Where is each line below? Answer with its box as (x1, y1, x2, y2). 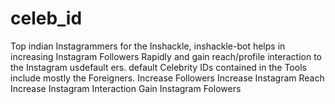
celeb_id (10, 7, 83, 30)
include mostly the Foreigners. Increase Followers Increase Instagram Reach (10, 72, 325, 84)
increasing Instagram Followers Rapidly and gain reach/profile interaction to (10, 50, 322, 62)
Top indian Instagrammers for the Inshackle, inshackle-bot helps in (10, 40, 286, 52)
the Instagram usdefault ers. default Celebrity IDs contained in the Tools (10, 61, 307, 73)
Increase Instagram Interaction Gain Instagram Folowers (10, 82, 242, 94)
